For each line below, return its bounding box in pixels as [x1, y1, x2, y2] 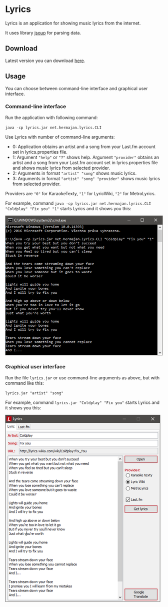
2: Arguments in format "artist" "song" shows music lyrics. [12, 170, 136, 176]
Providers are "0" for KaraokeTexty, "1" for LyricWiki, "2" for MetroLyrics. [5, 190, 156, 196]
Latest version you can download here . [5, 58, 85, 64]
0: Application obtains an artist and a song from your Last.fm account [12, 144, 156, 150]
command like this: [5, 380, 44, 386]
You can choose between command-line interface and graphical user [5, 85, 148, 91]
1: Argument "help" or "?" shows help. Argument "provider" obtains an [12, 154, 159, 160]
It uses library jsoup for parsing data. [5, 30, 81, 36]
